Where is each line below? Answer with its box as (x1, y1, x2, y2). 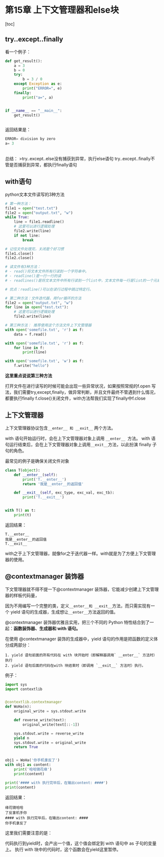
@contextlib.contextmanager (5, 700, 62, 705)
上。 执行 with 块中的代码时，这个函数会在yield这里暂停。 (5, 846, 121, 852)
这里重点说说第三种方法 (5, 373, 52, 379)
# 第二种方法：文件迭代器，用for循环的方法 (5, 296, 82, 301)
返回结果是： (5, 127, 31, 133)
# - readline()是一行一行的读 (5, 274, 61, 279)
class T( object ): (5, 468, 41, 473)
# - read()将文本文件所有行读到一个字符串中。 (5, 269, 89, 274)
